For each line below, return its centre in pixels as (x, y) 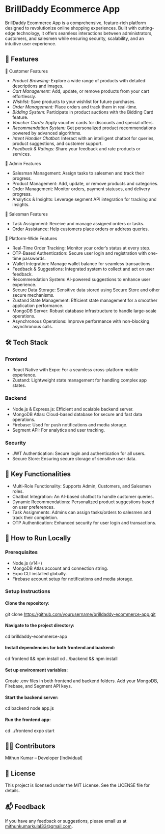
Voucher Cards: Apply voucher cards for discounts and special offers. (83, 122)
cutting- (146, 28)
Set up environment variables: (37, 670)
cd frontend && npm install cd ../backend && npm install (61, 659)
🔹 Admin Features (23, 163)
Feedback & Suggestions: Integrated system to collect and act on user (83, 269)
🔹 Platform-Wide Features (31, 238)
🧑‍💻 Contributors (30, 746)
